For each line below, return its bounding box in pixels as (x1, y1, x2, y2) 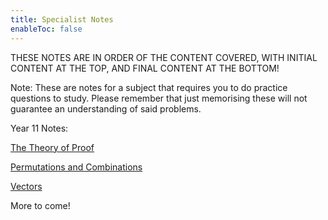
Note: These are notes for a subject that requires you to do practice (10, 81, 288, 93)
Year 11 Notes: (10, 122, 69, 134)
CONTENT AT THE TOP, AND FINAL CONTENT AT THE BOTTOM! (10, 62, 280, 74)
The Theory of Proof (10, 141, 95, 153)
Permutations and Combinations (10, 161, 143, 173)
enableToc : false (10, 24, 83, 34)
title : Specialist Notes (10, 14, 114, 25)
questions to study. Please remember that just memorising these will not (10, 92, 308, 104)
